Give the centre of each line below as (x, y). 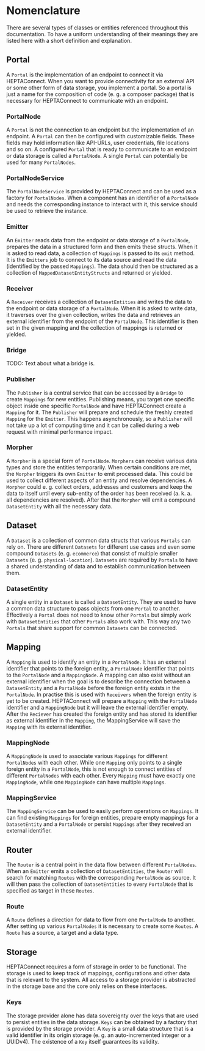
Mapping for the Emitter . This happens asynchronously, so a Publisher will (99, 418)
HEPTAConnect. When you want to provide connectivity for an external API (100, 81)
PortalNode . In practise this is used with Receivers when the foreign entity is (102, 694)
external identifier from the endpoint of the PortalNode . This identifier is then (102, 321)
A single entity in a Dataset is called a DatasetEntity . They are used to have (101, 602)
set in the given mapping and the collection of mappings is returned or (95, 327)
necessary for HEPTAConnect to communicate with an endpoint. (87, 100)
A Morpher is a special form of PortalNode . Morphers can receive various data (102, 461)
